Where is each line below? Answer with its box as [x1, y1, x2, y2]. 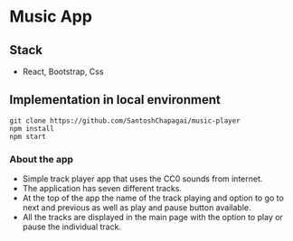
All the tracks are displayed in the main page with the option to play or [22, 212, 283, 223]
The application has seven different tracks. [22, 183, 183, 194]
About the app [9, 153, 74, 165]
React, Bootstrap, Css [22, 66, 104, 77]
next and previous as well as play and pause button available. [22, 202, 251, 213]
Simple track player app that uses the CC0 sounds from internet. [22, 173, 263, 184]
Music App [9, 6, 93, 27]
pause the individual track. [22, 221, 122, 232]
